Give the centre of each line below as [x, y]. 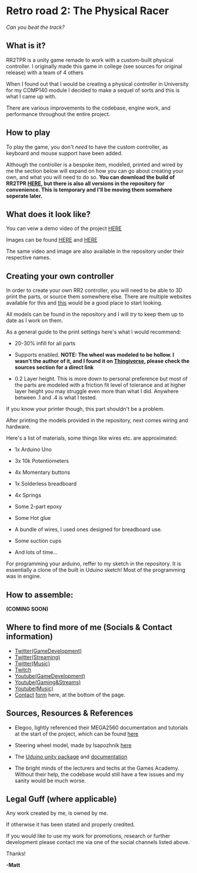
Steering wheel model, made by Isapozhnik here [73, 745]
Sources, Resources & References [70, 714]
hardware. [19, 427]
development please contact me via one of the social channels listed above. [98, 842]
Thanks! [16, 854]
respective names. [29, 258]
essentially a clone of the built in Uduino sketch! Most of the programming [96, 570]
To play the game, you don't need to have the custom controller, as [87, 147]
